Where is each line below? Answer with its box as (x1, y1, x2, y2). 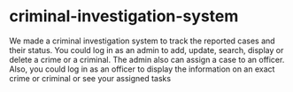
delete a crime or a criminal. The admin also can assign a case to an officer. (9, 54, 285, 65)
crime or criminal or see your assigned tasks (9, 73, 171, 83)
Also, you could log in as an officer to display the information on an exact (9, 64, 275, 74)
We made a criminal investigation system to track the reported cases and (9, 35, 276, 46)
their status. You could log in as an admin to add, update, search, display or (9, 44, 284, 55)
